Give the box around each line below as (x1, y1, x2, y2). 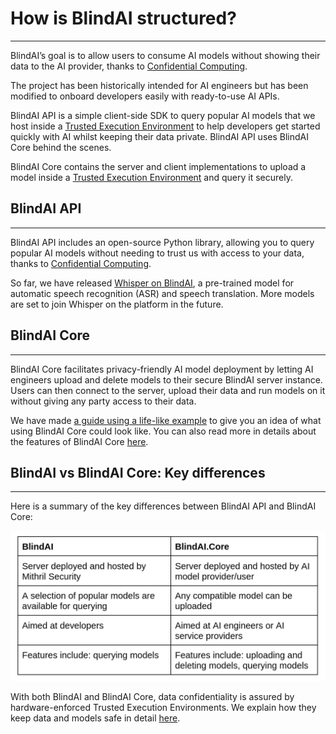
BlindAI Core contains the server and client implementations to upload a (10, 160, 307, 172)
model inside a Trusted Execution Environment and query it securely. (10, 171, 293, 183)
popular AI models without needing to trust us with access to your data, (10, 247, 305, 259)
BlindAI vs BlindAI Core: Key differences (10, 464, 266, 481)
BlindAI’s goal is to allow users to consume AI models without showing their (10, 49, 321, 61)
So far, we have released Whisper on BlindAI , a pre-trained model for (10, 277, 295, 289)
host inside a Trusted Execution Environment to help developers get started (10, 120, 321, 132)
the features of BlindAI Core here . (10, 435, 149, 447)
